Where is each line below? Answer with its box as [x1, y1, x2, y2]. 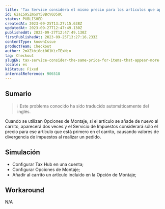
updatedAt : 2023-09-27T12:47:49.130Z [5, 26, 82, 31]
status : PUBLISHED [5, 16, 43, 21]
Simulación [5, 148, 40, 157]
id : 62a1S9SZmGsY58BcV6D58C [5, 12, 63, 17]
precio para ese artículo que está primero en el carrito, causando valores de [5, 129, 159, 135]
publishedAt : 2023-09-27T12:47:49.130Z [5, 30, 87, 35]
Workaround [5, 186, 45, 194]
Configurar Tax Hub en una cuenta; [12, 161, 84, 167]
